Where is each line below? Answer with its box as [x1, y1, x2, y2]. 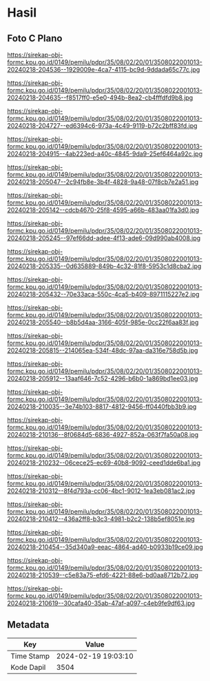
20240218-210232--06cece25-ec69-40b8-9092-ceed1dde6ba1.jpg [7, 458, 201, 467]
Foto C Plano [7, 32, 63, 44]
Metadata [7, 619, 50, 631]
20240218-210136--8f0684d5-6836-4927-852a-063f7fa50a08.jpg [7, 431, 199, 438]
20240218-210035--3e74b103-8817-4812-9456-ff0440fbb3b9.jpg [7, 402, 197, 411]
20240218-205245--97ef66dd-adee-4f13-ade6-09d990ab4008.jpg [7, 234, 201, 242]
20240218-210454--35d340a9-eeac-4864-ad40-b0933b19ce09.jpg [7, 543, 203, 551]
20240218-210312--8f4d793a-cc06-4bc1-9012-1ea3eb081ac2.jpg [7, 487, 196, 495]
